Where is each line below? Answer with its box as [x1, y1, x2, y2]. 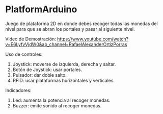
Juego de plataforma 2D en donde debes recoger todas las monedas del [5, 20, 158, 27]
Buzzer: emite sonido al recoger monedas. [12, 102, 102, 108]
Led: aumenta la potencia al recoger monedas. [12, 97, 111, 103]
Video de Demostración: [5, 36, 56, 42]
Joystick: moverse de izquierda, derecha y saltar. [12, 61, 116, 67]
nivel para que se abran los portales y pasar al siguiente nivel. [5, 26, 135, 32]
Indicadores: [5, 87, 32, 93]
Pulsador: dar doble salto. [12, 72, 67, 78]
